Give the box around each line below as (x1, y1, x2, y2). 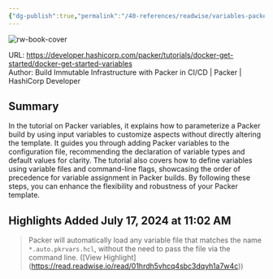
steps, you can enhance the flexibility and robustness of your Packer (8, 181, 238, 191)
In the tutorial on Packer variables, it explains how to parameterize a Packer (8, 121, 261, 131)
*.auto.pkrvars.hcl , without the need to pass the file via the (28, 244, 231, 254)
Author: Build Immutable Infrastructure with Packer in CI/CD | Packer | (8, 67, 242, 77)
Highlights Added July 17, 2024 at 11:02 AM (8, 213, 232, 228)
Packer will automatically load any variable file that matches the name (28, 235, 262, 245)
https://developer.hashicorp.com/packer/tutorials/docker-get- (26, 50, 234, 59)
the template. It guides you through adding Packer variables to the (8, 138, 230, 148)
